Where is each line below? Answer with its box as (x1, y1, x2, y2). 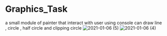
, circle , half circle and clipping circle (5, 25, 82, 31)
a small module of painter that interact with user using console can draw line (5, 20, 162, 26)
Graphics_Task (5, 3, 68, 15)
